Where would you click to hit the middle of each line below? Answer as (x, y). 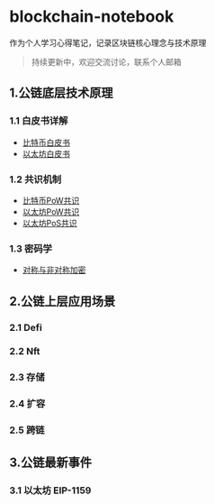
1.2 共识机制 (36, 179)
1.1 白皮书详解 (39, 121)
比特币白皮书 (46, 142)
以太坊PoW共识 (51, 211)
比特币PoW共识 (51, 200)
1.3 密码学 (31, 248)
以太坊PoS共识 (50, 223)
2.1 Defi (26, 327)
